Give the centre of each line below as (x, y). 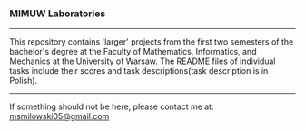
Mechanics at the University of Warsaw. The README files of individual (143, 61)
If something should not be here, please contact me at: (112, 106)
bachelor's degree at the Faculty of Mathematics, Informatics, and (133, 52)
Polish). (24, 81)
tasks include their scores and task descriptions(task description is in (139, 71)
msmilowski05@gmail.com (59, 116)
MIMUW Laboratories (58, 14)
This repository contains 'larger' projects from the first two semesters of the (152, 42)
